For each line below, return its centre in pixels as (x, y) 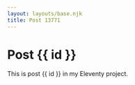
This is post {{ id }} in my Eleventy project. (68, 74)
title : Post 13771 (34, 20)
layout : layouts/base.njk (45, 14)
